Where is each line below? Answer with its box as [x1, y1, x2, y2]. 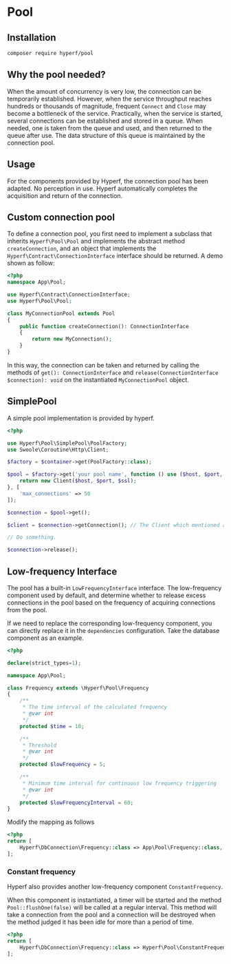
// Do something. [7, 534, 57, 541]
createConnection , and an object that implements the [7, 244, 157, 252]
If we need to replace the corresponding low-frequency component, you [7, 619, 212, 627]
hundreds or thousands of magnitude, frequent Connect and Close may [7, 101, 206, 110]
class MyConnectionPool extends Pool [7, 310, 115, 317]
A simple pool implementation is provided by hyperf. [7, 414, 155, 422]
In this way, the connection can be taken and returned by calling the [7, 361, 199, 369]
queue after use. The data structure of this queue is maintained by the [7, 131, 206, 139]
